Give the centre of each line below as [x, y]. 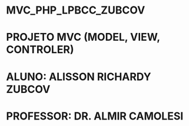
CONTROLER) [40, 50]
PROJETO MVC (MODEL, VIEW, [83, 37]
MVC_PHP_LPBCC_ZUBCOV [76, 10]
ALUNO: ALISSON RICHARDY [79, 77]
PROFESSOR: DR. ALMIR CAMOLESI [95, 116]
